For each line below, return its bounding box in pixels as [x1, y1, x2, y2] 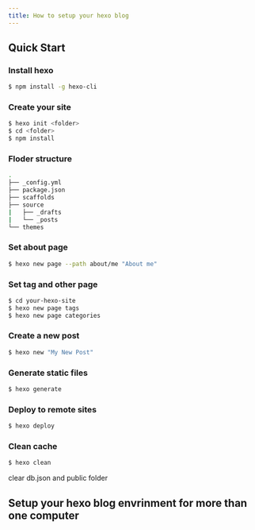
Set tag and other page [8, 279, 98, 290]
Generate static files [8, 367, 89, 378]
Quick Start [8, 41, 66, 55]
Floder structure [8, 153, 73, 164]
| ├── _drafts [8, 208, 62, 216]
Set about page [8, 242, 69, 253]
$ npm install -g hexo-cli [8, 83, 97, 91]
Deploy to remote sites [8, 404, 97, 415]
